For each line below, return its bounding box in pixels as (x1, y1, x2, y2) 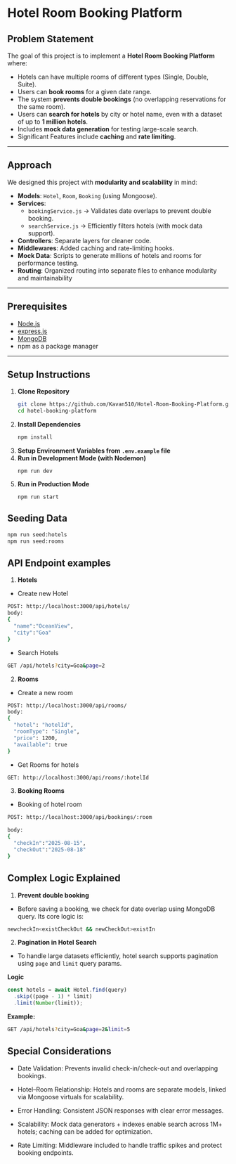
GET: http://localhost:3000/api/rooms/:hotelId (7, 774, 150, 781)
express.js (17, 327, 48, 335)
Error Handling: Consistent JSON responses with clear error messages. (17, 1106, 224, 1115)
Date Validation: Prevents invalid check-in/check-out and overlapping (17, 1063, 218, 1073)
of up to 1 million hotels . (17, 117, 88, 126)
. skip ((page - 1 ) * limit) (13, 993, 93, 1000)
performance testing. (17, 259, 79, 267)
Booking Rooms (17, 787, 65, 795)
